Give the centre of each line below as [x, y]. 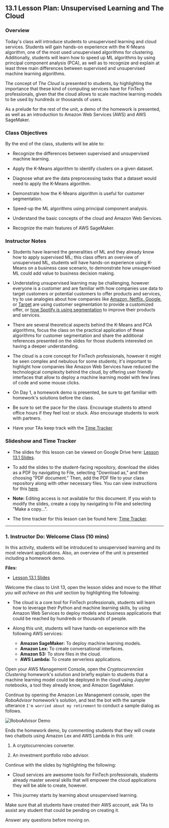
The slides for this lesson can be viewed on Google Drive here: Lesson [86, 452]
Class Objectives [26, 133]
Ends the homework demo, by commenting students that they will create [80, 730]
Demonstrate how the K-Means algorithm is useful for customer [78, 193]
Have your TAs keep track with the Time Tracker [62, 428]
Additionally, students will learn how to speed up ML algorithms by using [80, 57]
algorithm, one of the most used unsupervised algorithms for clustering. [80, 52]
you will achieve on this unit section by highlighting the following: [73, 593]
